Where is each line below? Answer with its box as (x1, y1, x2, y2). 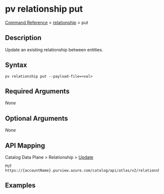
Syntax (5, 61, 27, 69)
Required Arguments (5, 87, 70, 95)
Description (5, 34, 41, 42)
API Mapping (5, 141, 45, 150)
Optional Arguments (5, 114, 68, 123)
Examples (5, 181, 36, 190)
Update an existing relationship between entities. (5, 46, 103, 52)
